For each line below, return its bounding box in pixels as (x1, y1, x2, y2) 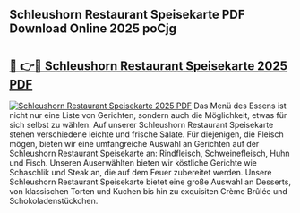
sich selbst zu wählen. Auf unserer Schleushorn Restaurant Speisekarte (9, 120, 274, 130)
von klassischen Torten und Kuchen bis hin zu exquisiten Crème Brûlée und (9, 186, 288, 196)
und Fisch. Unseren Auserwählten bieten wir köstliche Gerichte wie (9, 158, 258, 168)
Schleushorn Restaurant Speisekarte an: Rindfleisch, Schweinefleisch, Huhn (9, 148, 290, 158)
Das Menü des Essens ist (193, 100, 287, 111)
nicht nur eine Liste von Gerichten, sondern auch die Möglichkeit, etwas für (9, 110, 287, 120)
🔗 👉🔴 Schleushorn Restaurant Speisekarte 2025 (9, 58, 288, 73)
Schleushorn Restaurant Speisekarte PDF (9, 7, 245, 22)
